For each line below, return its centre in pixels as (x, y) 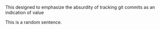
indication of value (25, 12)
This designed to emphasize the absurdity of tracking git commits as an (80, 7)
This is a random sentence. (34, 22)
